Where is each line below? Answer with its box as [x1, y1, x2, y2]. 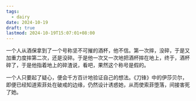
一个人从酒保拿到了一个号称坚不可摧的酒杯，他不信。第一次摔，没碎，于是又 [6, 47, 190, 54]
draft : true [6, 25, 35, 31]
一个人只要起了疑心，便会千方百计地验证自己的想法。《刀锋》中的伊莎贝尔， [6, 74, 188, 81]
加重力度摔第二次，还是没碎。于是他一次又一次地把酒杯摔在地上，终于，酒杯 [6, 54, 190, 61]
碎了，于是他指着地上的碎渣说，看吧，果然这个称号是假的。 [6, 62, 149, 69]
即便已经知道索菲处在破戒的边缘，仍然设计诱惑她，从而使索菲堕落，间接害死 [6, 81, 190, 88]
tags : [6, 8, 19, 15]
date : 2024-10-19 [6, 19, 48, 25]
